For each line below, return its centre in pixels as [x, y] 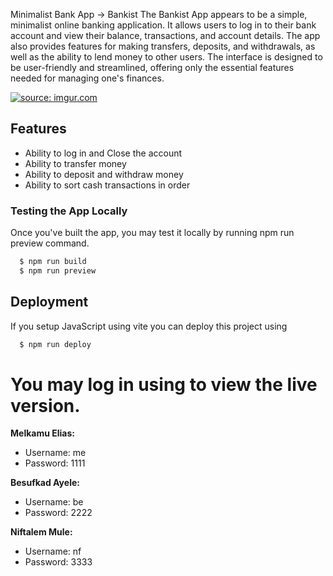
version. [45, 405]
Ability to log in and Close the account [103, 153]
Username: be [54, 502]
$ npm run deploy [55, 344]
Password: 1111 [55, 463]
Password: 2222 [58, 513]
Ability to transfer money [75, 163]
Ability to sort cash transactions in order [107, 185]
